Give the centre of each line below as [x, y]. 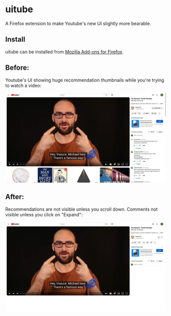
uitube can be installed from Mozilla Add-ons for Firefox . [64, 51]
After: [15, 197]
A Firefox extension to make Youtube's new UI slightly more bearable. [78, 23]
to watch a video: [23, 85]
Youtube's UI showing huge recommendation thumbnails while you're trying [85, 80]
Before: [17, 68]
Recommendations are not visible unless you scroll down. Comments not [81, 209]
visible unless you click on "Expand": [44, 214]
